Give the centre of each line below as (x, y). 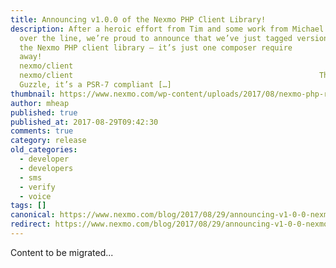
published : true (44, 112)
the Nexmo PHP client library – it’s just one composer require (156, 47)
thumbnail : (33, 94)
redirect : (31, 224)
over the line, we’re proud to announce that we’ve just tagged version (174, 38)
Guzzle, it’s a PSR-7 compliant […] (95, 85)
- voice (35, 196)
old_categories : (44, 150)
